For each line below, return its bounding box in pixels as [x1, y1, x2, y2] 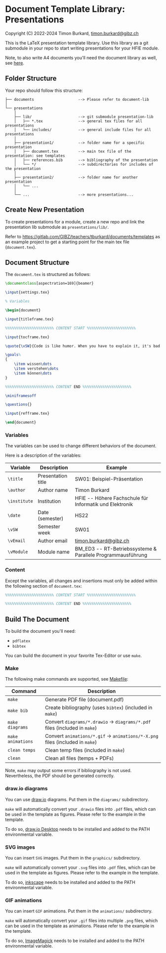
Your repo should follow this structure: [5, 87, 83, 93]
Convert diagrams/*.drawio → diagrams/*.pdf [45, 718, 151, 725]
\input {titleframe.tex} [5, 316, 54, 322]
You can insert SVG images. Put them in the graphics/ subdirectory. [5, 855, 141, 861]
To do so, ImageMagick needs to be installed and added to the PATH [5, 938, 145, 944]
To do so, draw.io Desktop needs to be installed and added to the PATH [5, 826, 150, 832]
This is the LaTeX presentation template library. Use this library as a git [5, 40, 149, 45]
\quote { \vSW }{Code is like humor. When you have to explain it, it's [5, 344, 152, 348]
